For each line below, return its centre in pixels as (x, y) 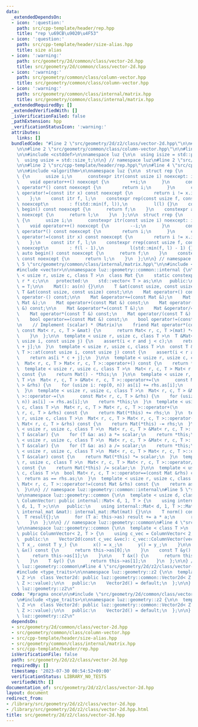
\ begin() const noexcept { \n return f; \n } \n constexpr (103, 210)
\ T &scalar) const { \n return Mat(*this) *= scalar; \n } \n (97, 457)
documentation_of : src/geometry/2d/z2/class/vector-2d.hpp (80, 687)
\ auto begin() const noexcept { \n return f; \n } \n (92, 254)
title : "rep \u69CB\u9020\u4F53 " (58, 34)
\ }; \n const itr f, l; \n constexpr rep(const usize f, (99, 199)
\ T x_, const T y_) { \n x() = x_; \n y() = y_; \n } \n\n (104, 544)
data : (13, 12)
